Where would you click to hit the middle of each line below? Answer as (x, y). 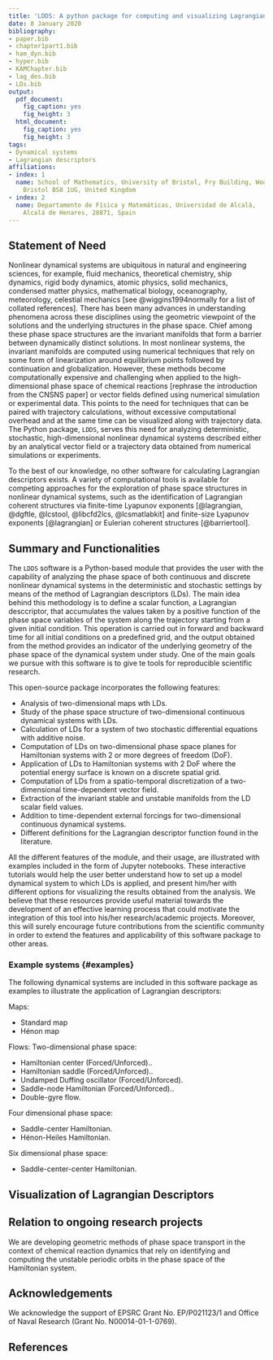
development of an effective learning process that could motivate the (124, 909)
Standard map (44, 1022)
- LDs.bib (25, 84)
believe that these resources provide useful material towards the (116, 900)
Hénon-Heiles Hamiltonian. (65, 1138)
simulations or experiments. (55, 456)
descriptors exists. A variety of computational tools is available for (119, 480)
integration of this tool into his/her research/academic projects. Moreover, (132, 918)
